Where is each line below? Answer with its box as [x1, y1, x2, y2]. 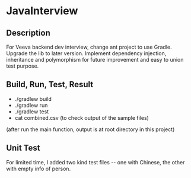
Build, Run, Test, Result [6, 80, 94, 90]
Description [6, 28, 50, 38]
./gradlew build [14, 95, 52, 102]
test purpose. [6, 62, 39, 69]
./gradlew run [14, 101, 48, 109]
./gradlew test [14, 108, 49, 115]
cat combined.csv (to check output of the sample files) [14, 114, 149, 121]
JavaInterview [6, 4, 78, 18]
